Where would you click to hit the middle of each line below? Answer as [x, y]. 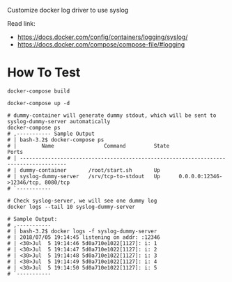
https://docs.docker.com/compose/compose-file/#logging [101, 44]
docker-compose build [39, 91]
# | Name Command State [88, 146]
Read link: [22, 23]
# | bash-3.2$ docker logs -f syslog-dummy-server [82, 231]
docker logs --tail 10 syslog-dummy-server [71, 207]
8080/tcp [57, 182]
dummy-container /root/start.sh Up [90, 170]
